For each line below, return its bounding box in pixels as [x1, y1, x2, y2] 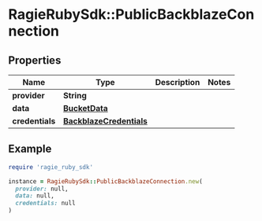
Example [8, 142, 52, 156]
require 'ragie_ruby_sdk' [8, 163, 93, 171]
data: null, [15, 192, 55, 200]
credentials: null [15, 199, 77, 208]
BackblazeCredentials [62, 116, 148, 127]
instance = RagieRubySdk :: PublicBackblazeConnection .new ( [8, 177, 203, 186]
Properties [8, 53, 62, 67]
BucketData [62, 103, 108, 113]
